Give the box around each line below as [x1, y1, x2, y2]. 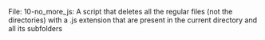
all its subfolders [8, 24, 62, 33]
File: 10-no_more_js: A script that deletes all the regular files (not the [8, 7, 233, 16]
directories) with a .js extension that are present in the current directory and [8, 15, 258, 25]
